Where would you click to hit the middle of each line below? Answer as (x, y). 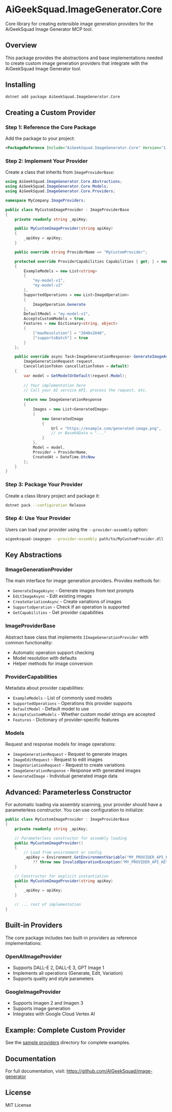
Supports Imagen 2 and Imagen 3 (48, 1003)
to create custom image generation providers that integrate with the (77, 63)
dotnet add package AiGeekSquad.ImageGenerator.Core (63, 97)
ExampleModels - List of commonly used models (62, 698)
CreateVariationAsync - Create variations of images (67, 602)
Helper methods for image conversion (53, 663)
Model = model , (49, 448)
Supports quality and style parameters (53, 979)
